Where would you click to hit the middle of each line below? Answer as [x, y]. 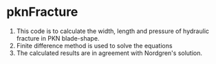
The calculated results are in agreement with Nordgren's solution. [109, 53]
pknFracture [42, 12]
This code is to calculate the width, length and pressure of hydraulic [113, 31]
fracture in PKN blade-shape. [58, 38]
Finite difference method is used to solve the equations [94, 45]
